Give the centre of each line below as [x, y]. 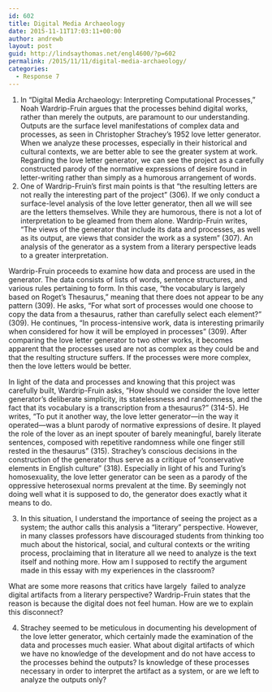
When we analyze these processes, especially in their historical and [134, 142]
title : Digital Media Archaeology [67, 24]
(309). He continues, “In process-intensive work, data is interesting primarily [136, 323]
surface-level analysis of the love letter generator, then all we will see [136, 203]
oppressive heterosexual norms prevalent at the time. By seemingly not [127, 485]
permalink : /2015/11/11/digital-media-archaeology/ [97, 62]
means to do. [30, 503]
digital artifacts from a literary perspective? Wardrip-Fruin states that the [130, 594]
